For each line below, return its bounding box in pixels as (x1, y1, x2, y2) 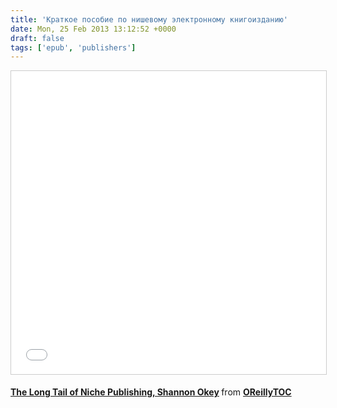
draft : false (10, 33, 65, 43)
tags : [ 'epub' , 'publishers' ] (10, 42, 137, 53)
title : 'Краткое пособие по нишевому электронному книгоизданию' (10, 14, 288, 25)
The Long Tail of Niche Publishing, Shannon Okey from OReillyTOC (10, 386, 292, 398)
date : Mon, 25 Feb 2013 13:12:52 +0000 (10, 24, 177, 34)
